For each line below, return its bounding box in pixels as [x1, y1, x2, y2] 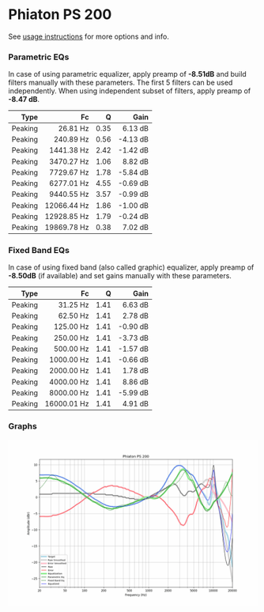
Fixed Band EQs [8, 244, 70, 255]
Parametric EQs [8, 51, 70, 62]
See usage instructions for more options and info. [8, 32, 170, 41]
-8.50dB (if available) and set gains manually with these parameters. [8, 271, 232, 281]
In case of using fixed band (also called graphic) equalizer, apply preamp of [8, 263, 255, 272]
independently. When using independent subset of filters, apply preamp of [8, 86, 251, 96]
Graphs [8, 421, 37, 432]
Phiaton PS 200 [8, 6, 112, 24]
